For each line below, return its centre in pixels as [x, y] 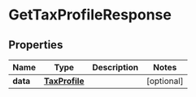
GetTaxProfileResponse [90, 15]
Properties [36, 45]
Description [115, 67]
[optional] [165, 81]
